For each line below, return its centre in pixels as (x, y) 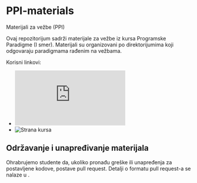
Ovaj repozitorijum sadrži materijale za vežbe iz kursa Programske (86, 38)
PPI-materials (40, 11)
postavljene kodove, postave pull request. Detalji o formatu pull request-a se (98, 168)
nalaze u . (18, 175)
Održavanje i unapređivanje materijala (77, 148)
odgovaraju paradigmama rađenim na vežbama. (64, 50)
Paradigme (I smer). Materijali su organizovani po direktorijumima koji (90, 45)
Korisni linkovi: (24, 62)
